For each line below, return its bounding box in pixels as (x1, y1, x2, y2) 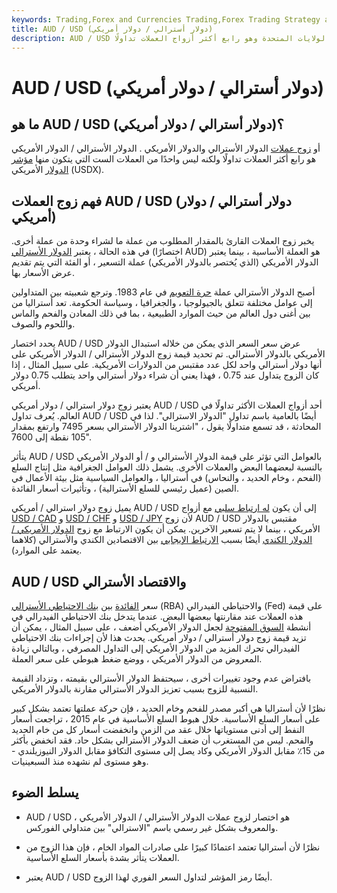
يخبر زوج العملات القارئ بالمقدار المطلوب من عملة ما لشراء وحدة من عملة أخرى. (11, 235, 315, 247)
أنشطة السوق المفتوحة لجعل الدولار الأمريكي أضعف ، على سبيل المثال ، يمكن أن (11, 621, 312, 633)
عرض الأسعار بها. (11, 267, 75, 279)
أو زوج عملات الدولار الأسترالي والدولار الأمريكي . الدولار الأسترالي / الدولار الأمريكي (11, 142, 321, 155)
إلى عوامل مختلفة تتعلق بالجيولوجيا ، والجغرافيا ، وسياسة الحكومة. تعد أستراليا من (11, 297, 313, 309)
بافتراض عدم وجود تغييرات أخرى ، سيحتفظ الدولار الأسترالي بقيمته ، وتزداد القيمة (11, 672, 312, 684)
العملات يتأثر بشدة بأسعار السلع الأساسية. (25, 851, 180, 863)
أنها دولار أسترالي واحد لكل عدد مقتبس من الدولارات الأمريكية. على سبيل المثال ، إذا (11, 359, 323, 371)
